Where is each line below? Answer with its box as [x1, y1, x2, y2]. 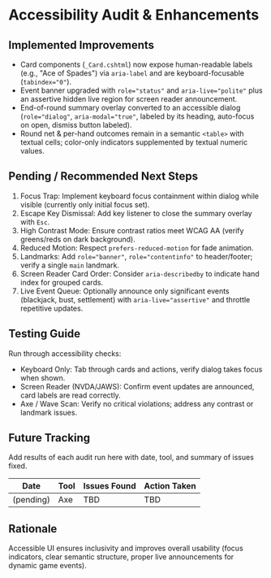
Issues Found [83, 480, 136, 492]
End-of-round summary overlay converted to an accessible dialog [19, 103, 241, 112]
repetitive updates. [19, 303, 84, 313]
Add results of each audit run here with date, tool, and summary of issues [8, 453, 254, 463]
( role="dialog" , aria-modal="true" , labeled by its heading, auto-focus [19, 111, 255, 121]
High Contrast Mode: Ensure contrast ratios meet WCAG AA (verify [19, 225, 244, 235]
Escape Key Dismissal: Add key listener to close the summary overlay [19, 208, 253, 218]
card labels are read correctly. [19, 390, 122, 400]
